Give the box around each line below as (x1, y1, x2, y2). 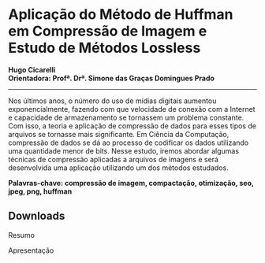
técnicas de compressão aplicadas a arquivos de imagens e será (8, 154, 219, 164)
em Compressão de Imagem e (8, 22, 207, 40)
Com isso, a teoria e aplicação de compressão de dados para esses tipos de (8, 120, 256, 131)
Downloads (8, 209, 65, 223)
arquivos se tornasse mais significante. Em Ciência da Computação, (8, 129, 230, 139)
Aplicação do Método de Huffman (8, 6, 234, 24)
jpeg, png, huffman (8, 187, 73, 196)
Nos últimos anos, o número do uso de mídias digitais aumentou (8, 96, 217, 106)
